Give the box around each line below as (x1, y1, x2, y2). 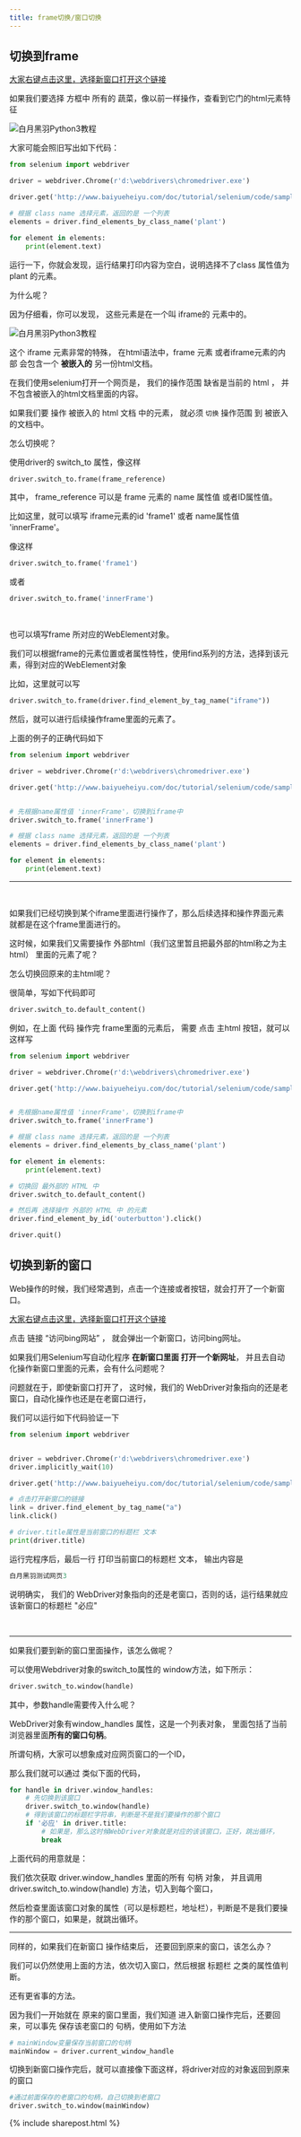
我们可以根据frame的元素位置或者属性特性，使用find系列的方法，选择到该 (9, 648, 281, 659)
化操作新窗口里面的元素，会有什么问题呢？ (9, 1363, 167, 1374)
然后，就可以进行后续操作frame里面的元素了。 (9, 714, 181, 725)
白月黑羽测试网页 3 (9, 1571, 67, 1580)
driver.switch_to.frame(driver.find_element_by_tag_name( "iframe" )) (9, 696, 271, 705)
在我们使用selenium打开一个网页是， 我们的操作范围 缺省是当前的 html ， (9, 377, 279, 388)
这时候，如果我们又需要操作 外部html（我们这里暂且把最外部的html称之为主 (9, 938, 287, 948)
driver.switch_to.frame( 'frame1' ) (9, 559, 139, 568)
